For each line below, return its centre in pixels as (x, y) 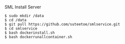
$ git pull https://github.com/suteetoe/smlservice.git (62, 24)
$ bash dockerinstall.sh (30, 33)
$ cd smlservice (21, 29)
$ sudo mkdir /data (24, 16)
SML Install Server (23, 7)
